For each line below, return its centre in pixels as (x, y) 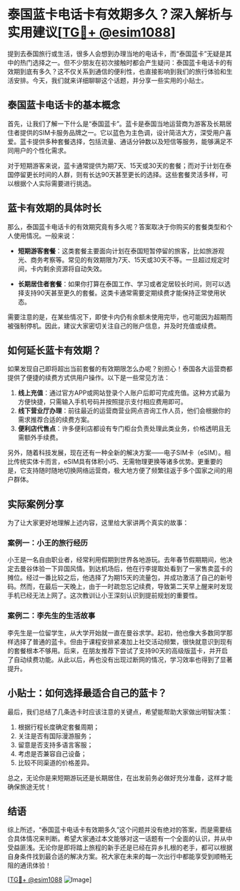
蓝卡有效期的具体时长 (54, 208)
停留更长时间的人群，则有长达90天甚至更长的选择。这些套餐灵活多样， (117, 174)
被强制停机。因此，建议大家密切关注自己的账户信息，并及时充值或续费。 (114, 326)
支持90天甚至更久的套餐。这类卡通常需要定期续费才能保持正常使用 (122, 293)
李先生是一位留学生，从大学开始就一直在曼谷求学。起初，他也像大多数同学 (117, 633)
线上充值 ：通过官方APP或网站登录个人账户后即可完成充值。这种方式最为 (124, 393)
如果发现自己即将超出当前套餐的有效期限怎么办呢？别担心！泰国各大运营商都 (120, 369)
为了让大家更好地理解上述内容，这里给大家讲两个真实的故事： (98, 523)
